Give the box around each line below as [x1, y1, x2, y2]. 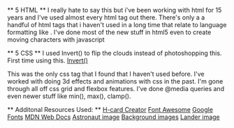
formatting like [7, 28, 49, 36]
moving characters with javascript [7, 35, 105, 44]
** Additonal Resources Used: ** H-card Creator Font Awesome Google [7, 106, 213, 113]
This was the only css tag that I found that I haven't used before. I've [7, 70, 205, 78]
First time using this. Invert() [7, 56, 89, 65]
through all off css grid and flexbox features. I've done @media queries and [7, 85, 225, 93]
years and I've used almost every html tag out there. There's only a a [7, 13, 205, 22]
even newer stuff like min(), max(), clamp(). [7, 92, 131, 100]
